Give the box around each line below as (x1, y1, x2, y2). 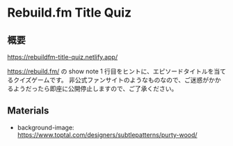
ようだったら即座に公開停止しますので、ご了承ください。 (13, 84, 178, 93)
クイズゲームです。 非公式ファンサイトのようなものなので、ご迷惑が (13, 76, 209, 84)
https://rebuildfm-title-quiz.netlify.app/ (7, 53, 118, 61)
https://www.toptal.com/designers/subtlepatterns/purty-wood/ (17, 130, 198, 139)
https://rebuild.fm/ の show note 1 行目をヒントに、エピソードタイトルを (7, 67, 214, 75)
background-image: (17, 123, 74, 131)
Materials (7, 105, 49, 117)
